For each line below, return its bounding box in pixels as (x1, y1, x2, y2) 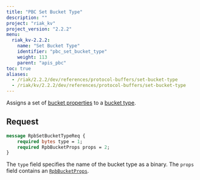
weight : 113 (17, 54, 47, 60)
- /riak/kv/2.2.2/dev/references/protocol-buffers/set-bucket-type (12, 83, 187, 89)
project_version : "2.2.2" (6, 26, 72, 32)
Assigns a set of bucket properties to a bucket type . (6, 99, 136, 106)
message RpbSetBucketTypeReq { (6, 133, 86, 139)
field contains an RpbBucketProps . (6, 167, 89, 175)
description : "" (6, 15, 47, 21)
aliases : (6, 71, 29, 77)
